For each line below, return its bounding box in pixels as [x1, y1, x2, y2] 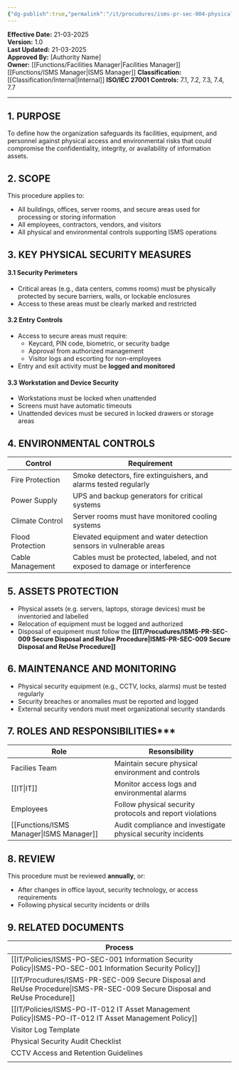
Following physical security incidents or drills [17, 900, 150, 909]
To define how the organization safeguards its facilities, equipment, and [7, 129, 217, 137]
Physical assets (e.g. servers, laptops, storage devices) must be [17, 604, 206, 613]
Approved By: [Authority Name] [7, 53, 102, 61]
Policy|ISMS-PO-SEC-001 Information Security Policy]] [11, 963, 201, 973]
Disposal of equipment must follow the [17, 627, 131, 635]
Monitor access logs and [114, 779, 197, 789]
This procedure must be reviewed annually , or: [7, 872, 146, 881]
